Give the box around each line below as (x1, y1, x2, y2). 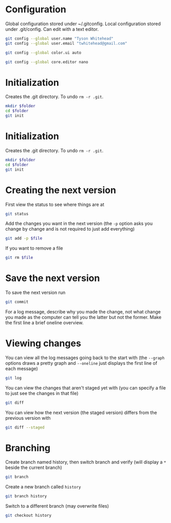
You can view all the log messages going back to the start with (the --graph (5, 354, 165, 361)
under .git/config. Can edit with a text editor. (5, 26, 99, 32)
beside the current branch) (5, 464, 63, 471)
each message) (5, 365, 39, 371)
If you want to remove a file (5, 245, 63, 251)
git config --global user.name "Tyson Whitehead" (5, 36, 114, 41)
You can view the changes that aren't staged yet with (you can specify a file (5, 384, 166, 391)
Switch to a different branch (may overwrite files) (5, 503, 109, 509)
